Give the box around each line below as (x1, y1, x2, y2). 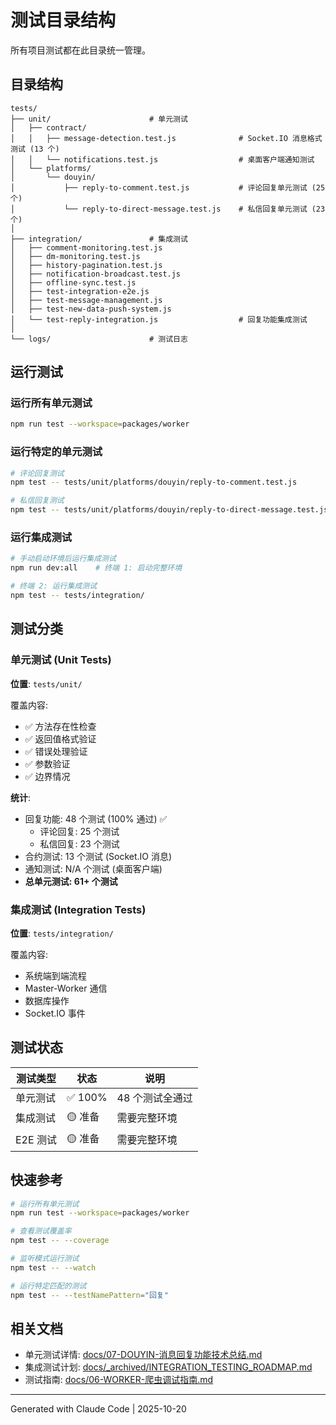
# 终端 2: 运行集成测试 (10, 581, 98, 591)
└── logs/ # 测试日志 (10, 334, 188, 344)
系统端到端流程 (24, 969, 87, 981)
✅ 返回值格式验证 (24, 732, 97, 745)
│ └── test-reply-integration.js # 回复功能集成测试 (10, 314, 308, 325)
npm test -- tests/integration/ (10, 591, 145, 601)
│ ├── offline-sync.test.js (10, 277, 137, 288)
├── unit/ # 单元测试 (10, 114, 188, 124)
